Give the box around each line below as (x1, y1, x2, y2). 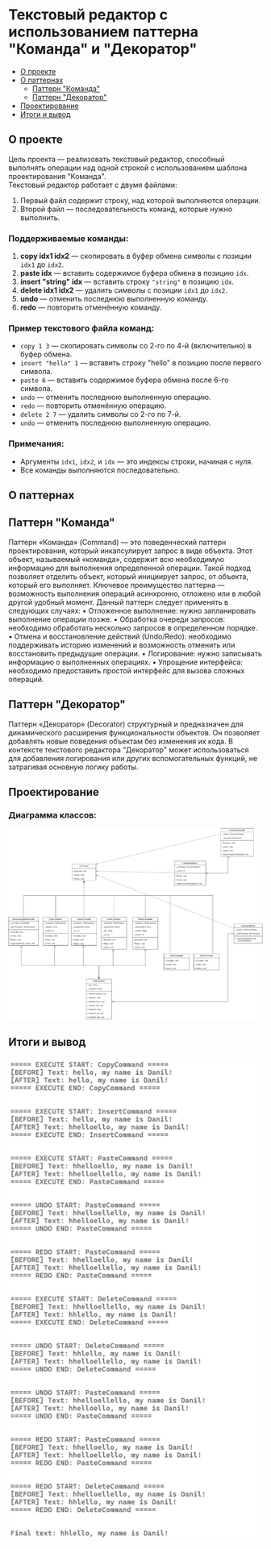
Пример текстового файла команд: (8, 323, 155, 334)
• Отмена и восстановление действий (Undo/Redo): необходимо (8, 631, 232, 641)
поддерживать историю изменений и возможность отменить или (8, 639, 236, 650)
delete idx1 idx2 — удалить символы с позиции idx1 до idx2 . (19, 285, 228, 295)
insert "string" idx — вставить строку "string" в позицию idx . (19, 277, 235, 287)
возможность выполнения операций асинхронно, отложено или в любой (8, 589, 261, 598)
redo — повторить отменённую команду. (19, 302, 162, 312)
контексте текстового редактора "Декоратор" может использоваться (8, 744, 249, 755)
